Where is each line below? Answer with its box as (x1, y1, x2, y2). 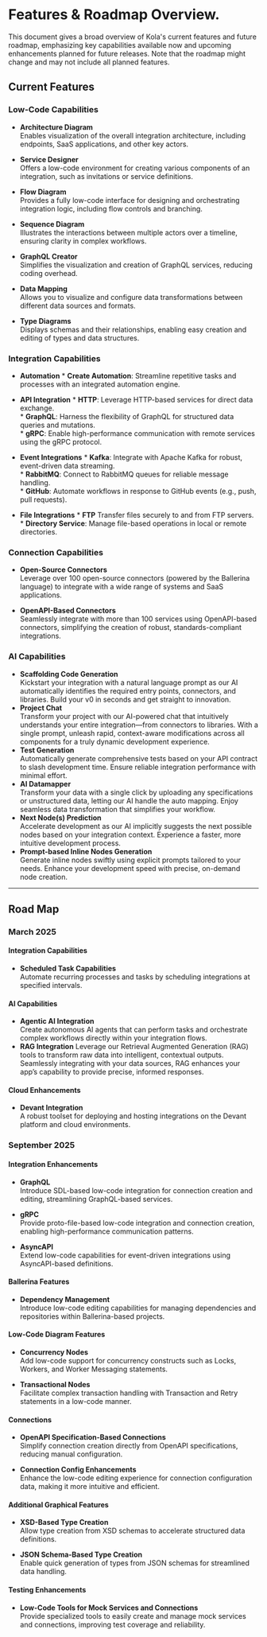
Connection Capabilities (8, 546, 103, 558)
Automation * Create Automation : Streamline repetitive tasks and (19, 371, 237, 380)
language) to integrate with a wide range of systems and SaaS (19, 582, 224, 592)
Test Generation (19, 745, 75, 755)
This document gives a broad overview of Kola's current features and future (8, 32, 257, 41)
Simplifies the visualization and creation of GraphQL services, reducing (19, 260, 253, 270)
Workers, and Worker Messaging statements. (19, 1364, 168, 1374)
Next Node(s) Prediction (19, 813, 102, 822)
